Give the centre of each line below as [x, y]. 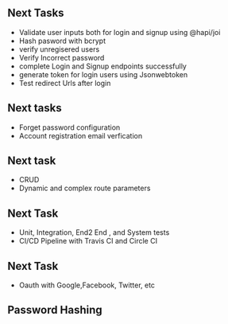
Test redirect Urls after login [65, 83]
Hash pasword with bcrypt [62, 41]
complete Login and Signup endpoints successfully [103, 66]
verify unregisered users [59, 49]
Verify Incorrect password [62, 57]
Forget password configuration [70, 127]
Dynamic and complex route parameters [85, 188]
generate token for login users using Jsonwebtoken [103, 74]
